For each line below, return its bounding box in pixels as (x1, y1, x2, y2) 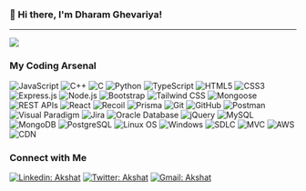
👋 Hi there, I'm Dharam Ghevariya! (9, 8, 163, 21)
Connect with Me (9, 151, 87, 164)
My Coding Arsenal (9, 59, 97, 72)
